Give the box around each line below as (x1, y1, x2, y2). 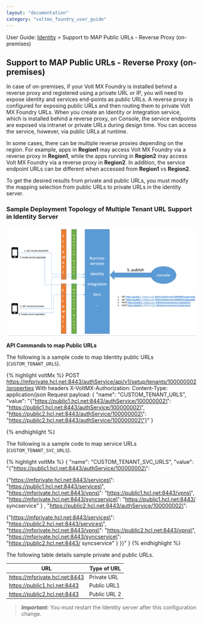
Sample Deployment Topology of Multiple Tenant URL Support (6, 205, 192, 214)
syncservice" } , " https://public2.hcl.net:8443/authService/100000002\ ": (6, 502, 187, 509)
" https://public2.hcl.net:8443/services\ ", (6, 520, 107, 527)
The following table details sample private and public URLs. (6, 551, 154, 559)
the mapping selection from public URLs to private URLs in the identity (6, 183, 181, 191)
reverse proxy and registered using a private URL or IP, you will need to (6, 90, 184, 97)
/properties (6, 385, 34, 392)
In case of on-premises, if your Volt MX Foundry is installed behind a (6, 83, 177, 90)
